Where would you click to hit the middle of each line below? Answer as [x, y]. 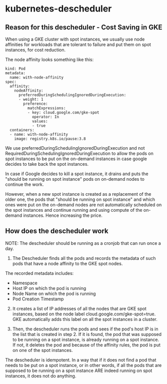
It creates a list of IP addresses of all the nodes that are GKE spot [79, 308]
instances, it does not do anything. [41, 375]
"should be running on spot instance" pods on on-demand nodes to [75, 179]
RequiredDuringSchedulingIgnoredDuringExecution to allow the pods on [79, 153]
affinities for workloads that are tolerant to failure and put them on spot [78, 45]
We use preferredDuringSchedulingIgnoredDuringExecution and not [75, 148]
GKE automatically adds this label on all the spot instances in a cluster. [85, 319]
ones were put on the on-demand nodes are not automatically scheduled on [83, 205]
